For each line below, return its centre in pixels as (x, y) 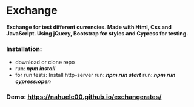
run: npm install (35, 69)
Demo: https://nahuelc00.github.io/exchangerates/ (84, 97)
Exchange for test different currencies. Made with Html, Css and (89, 27)
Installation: (24, 49)
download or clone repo (45, 62)
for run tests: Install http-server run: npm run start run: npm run (95, 75)
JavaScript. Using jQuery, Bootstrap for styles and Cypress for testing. (97, 33)
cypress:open (33, 81)
